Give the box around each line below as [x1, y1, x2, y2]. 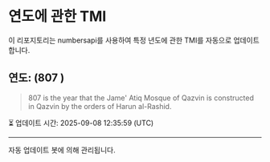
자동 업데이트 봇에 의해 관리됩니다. [8, 145, 116, 155]
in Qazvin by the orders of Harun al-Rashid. [27, 101, 172, 111]
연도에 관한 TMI [8, 7, 107, 26]
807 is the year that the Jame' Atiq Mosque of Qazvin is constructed [27, 93, 255, 103]
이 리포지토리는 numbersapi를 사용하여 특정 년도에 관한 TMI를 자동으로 [8, 35, 232, 45]
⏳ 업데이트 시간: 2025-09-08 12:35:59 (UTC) [8, 118, 154, 128]
